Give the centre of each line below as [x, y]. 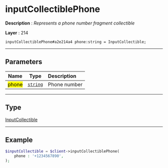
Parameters [24, 62]
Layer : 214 [17, 32]
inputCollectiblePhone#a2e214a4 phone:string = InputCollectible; [76, 42]
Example [19, 140]
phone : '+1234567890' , [39, 156]
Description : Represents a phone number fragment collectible [70, 23]
